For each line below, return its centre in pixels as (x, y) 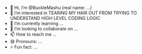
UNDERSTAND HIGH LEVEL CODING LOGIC (55, 18)
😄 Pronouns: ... (26, 41)
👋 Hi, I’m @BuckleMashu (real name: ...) (51, 8)
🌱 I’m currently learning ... (37, 23)
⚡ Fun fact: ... (24, 47)
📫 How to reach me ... (33, 34)
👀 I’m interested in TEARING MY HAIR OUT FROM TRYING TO (73, 13)
